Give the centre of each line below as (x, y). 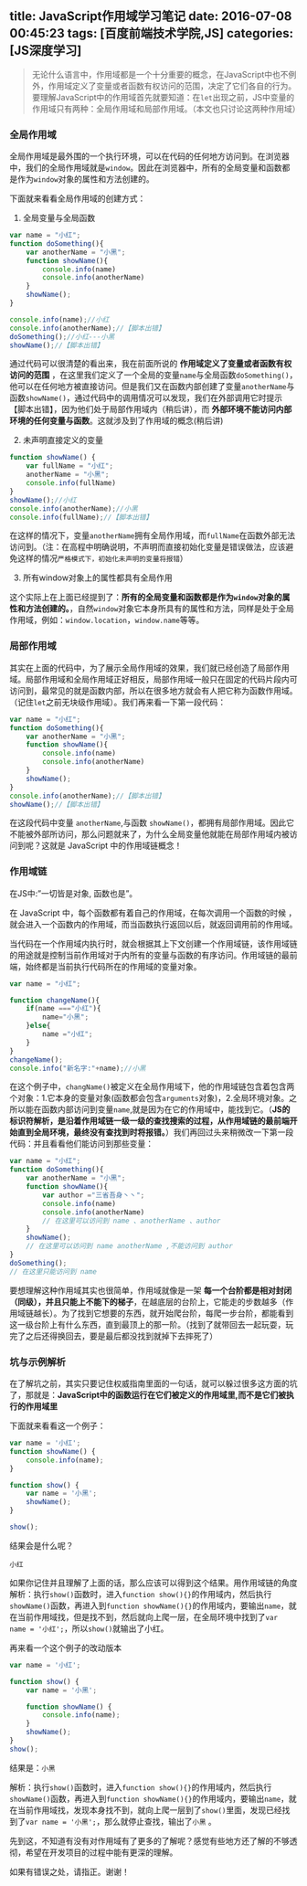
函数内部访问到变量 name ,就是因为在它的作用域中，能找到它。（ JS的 (165, 1109)
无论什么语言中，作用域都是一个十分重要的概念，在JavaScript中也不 (160, 74)
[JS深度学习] (46, 51)
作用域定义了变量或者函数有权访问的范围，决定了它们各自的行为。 (172, 86)
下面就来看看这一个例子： (58, 1425)
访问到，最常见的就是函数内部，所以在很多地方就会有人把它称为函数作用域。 (153, 690)
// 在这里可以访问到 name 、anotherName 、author (132, 1221)
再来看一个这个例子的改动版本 (65, 1648)
